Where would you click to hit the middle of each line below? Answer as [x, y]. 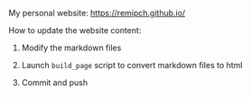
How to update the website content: [75, 30]
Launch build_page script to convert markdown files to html [132, 65]
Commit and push [55, 83]
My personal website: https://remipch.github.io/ [97, 13]
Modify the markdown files [71, 48]
